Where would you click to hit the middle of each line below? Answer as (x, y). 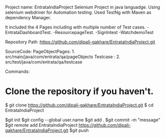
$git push (79, 130)
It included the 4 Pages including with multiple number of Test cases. (76, 27)
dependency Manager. (28, 17)
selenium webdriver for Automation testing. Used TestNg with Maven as (78, 12)
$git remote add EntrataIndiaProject (41, 125)
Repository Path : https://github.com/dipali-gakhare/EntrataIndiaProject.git (80, 42)
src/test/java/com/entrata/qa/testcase (44, 62)
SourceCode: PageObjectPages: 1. (40, 52)
